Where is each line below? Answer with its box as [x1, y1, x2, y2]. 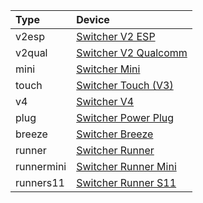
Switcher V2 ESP [76, 30, 156, 43]
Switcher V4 [76, 95, 135, 108]
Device [76, 13, 110, 26]
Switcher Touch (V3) [76, 79, 174, 92]
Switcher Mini [76, 62, 141, 76]
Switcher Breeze [76, 127, 154, 141]
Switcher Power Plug [76, 111, 175, 124]
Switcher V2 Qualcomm [76, 46, 188, 59]
